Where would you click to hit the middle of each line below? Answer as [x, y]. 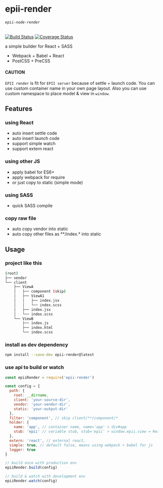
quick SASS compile [32, 205]
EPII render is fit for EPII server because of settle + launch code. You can [80, 83]
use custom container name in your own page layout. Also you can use [76, 88]
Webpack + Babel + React [38, 56]
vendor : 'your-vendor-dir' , [42, 404]
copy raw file [21, 218]
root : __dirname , [31, 395]
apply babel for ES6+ [33, 172]
